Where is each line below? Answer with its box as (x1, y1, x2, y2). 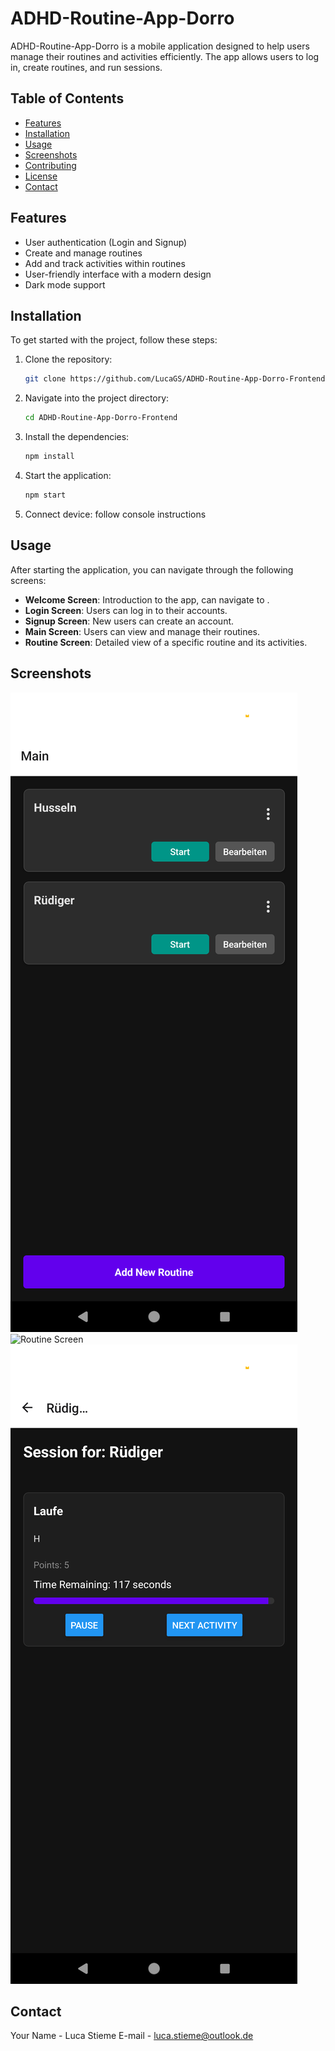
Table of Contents (10, 90, 125, 107)
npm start (24, 490, 67, 500)
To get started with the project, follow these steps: (10, 334, 218, 346)
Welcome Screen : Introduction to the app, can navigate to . (24, 593, 270, 606)
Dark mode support (24, 278, 106, 291)
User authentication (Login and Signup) (24, 236, 188, 248)
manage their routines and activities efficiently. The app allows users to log (10, 50, 320, 62)
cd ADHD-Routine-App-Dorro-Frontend (24, 413, 178, 423)
